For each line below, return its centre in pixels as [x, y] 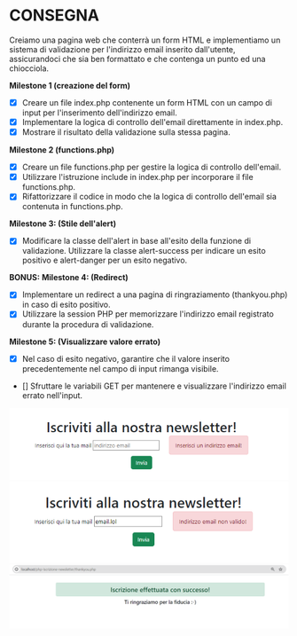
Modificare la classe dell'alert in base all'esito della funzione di [136, 241]
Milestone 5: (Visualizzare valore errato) [85, 342]
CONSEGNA [55, 16]
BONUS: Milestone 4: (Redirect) [69, 278]
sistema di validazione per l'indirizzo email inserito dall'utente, [123, 49]
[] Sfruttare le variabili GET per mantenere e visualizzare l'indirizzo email [154, 386]
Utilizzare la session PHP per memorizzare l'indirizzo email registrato [148, 314]
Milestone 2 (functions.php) [62, 150]
